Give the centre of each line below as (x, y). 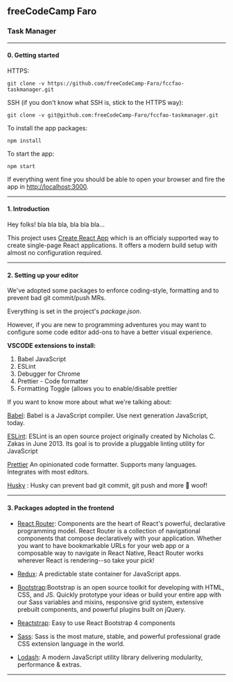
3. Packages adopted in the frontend (61, 508)
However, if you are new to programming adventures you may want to (107, 325)
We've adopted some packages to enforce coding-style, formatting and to (113, 290)
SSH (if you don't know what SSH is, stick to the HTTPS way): (95, 102)
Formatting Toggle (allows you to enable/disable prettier (97, 389)
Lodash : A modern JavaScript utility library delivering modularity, (110, 657)
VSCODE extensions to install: (52, 346)
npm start (21, 166)
